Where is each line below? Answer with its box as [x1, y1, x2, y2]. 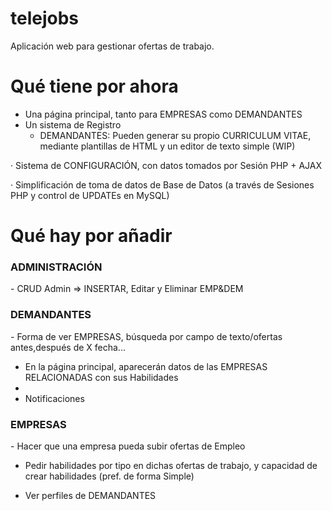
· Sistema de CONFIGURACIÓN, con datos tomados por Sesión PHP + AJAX [10, 159, 323, 171]
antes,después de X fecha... [10, 341, 126, 353]
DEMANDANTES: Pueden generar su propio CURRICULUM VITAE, [39, 129, 312, 141]
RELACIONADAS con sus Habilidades [24, 371, 179, 383]
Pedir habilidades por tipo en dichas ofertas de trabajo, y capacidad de [24, 459, 318, 471]
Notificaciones [24, 392, 85, 404]
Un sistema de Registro [24, 118, 122, 131]
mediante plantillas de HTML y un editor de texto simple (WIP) [39, 140, 296, 152]
